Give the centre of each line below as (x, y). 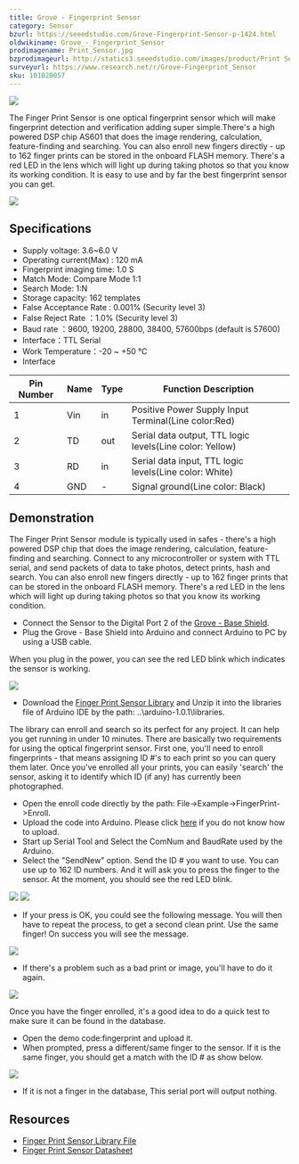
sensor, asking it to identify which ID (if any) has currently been (125, 777)
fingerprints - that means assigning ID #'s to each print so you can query (143, 758)
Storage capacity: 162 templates (81, 297)
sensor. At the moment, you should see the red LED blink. (127, 879)
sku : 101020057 (37, 76)
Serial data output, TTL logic (191, 435)
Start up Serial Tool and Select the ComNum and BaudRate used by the (152, 842)
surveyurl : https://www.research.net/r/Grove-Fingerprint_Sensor (133, 68)
